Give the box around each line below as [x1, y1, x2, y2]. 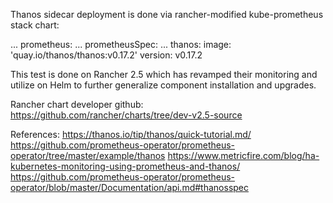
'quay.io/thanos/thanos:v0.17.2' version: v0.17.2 [10, 49, 203, 61]
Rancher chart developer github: [10, 99, 144, 110]
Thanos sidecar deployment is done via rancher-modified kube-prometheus [10, 9, 324, 20]
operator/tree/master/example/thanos [10, 150, 166, 161]
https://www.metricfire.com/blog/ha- [167, 150, 320, 161]
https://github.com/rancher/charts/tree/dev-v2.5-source [10, 109, 243, 121]
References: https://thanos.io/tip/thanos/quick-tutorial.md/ [10, 129, 252, 140]
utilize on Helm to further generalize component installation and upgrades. [10, 79, 317, 91]
